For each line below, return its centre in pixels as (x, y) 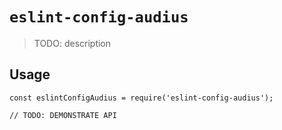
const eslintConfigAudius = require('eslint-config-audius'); (141, 98)
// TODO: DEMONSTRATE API (63, 115)
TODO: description (72, 43)
